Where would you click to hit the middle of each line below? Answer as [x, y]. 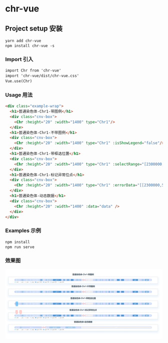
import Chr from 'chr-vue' [33, 70]
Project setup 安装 [34, 28]
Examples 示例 [23, 230]
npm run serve [20, 247]
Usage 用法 [19, 94]
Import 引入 [19, 59]
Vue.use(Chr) [19, 81]
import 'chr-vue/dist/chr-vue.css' [42, 76]
